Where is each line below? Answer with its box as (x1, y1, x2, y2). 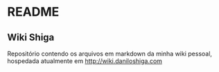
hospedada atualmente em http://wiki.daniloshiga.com (7, 57, 163, 65)
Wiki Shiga (7, 32, 55, 43)
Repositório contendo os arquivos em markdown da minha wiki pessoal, (7, 49, 213, 58)
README (7, 4, 60, 20)
